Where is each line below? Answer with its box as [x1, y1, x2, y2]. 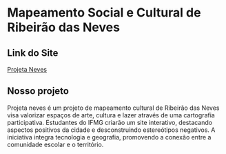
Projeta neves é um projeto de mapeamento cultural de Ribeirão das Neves [7, 104, 220, 112]
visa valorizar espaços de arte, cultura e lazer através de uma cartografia [7, 110, 215, 119]
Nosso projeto [7, 85, 69, 97]
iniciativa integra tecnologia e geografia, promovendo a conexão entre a [7, 133, 212, 141]
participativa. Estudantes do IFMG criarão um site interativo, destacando [7, 118, 212, 126]
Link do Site [7, 47, 59, 59]
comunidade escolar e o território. [7, 140, 104, 148]
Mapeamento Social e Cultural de [7, 5, 201, 21]
